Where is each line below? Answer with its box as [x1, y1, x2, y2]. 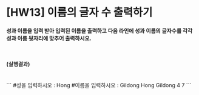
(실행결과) [6, 60, 30, 67]
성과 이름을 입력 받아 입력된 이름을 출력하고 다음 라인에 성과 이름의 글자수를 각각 [6, 27, 193, 34]
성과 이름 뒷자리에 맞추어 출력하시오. [6, 34, 92, 42]
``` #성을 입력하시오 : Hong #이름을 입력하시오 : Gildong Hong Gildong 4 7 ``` [6, 82, 192, 89]
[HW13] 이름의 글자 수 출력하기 [6, 5, 153, 19]
